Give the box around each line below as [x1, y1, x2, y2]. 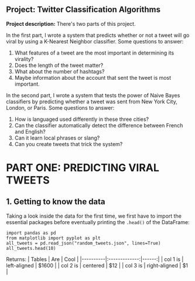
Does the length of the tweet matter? [14, 62, 104, 69]
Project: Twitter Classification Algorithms [6, 5, 161, 15]
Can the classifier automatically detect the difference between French [14, 121, 183, 128]
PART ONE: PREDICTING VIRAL [6, 161, 160, 174]
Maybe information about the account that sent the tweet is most [14, 74, 172, 81]
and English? [14, 128, 46, 135]
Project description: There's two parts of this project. [6, 20, 136, 27]
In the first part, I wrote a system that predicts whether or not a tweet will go [6, 32, 190, 39]
